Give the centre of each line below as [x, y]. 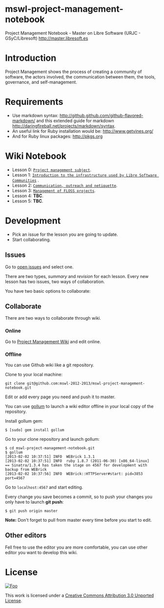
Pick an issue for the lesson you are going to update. [65, 234]
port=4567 [15, 478]
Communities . [25, 180]
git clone [15, 383]
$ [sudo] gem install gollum [35, 430]
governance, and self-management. [41, 82]
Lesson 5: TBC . [28, 201]
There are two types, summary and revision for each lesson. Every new [77, 276]
